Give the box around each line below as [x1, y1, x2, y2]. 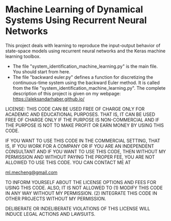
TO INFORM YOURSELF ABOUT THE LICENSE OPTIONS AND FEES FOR [5, 179, 157, 185]
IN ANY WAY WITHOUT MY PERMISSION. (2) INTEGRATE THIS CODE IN [5, 190, 157, 196]
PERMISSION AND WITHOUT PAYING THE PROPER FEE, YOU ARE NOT [5, 154, 155, 160]
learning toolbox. [5, 53, 41, 59]
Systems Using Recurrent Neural [5, 14, 147, 26]
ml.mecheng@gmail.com [5, 169, 58, 175]
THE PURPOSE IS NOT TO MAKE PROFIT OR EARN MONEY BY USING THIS [5, 122, 164, 128]
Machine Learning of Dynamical [5, 4, 143, 15]
